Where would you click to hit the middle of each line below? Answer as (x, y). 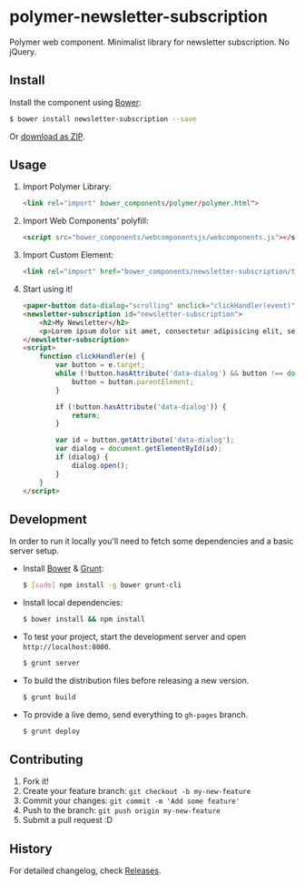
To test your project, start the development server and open (134, 636)
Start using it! (48, 290)
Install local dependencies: (73, 603)
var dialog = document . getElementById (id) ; (139, 449)
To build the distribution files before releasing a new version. (136, 680)
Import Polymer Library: (67, 187)
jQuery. (23, 51)
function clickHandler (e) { (92, 357)
